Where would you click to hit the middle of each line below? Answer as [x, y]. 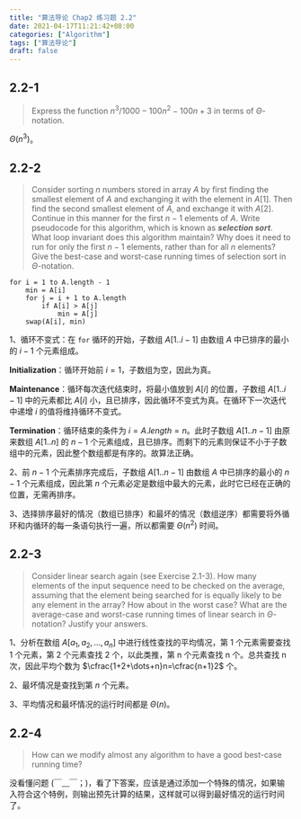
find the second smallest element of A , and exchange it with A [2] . [152, 209]
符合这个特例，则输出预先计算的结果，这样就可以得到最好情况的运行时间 [150, 794]
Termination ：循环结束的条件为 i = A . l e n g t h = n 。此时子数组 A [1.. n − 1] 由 [146, 431]
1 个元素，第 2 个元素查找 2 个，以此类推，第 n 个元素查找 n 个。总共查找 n [148, 655]
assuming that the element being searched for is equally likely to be [156, 595]
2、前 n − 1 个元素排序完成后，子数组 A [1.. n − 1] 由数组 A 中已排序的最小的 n [150, 472]
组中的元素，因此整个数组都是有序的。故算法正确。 [104, 453]
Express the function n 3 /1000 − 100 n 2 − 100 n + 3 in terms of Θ [146, 110]
